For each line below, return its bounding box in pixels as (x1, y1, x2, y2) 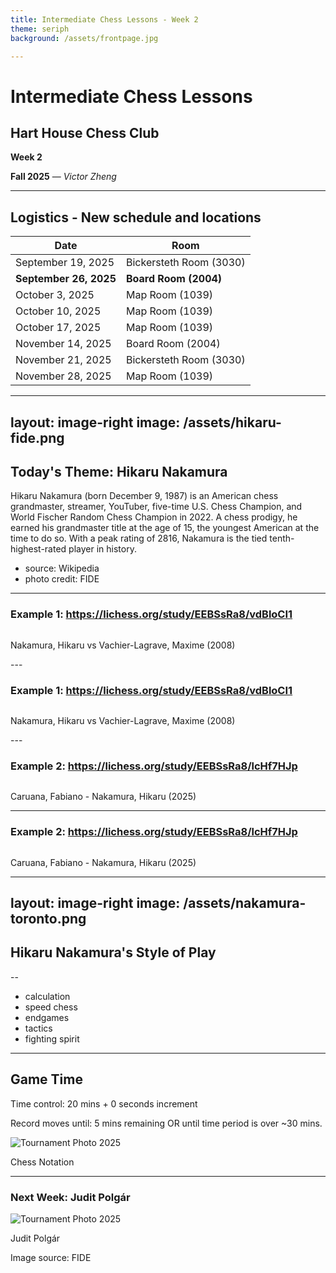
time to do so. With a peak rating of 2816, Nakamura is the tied (10, 532, 268, 545)
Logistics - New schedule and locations (10, 209, 262, 226)
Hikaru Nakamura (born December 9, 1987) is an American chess (10, 490, 279, 502)
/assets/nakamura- (183, 894, 307, 911)
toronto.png (10, 910, 87, 927)
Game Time (10, 1071, 83, 1088)
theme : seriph (10, 24, 70, 34)
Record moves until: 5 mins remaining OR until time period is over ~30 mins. (10, 1117, 323, 1129)
